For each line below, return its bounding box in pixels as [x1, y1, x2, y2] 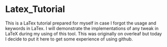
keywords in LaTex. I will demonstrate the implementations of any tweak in [5, 25, 159, 31]
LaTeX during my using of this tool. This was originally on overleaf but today [5, 30, 162, 36]
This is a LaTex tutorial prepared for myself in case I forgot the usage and [5, 20, 156, 26]
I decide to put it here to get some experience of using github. [5, 36, 133, 42]
